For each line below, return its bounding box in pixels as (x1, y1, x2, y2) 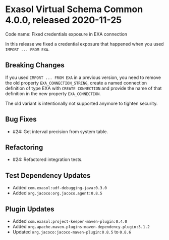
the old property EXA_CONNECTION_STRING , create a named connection (5, 79, 147, 86)
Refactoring (5, 143, 43, 151)
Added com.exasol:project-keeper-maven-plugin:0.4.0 (12, 218, 128, 224)
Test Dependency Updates (5, 171, 91, 180)
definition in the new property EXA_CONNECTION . (5, 90, 101, 97)
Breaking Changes (5, 61, 65, 69)
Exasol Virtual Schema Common (5, 4, 143, 15)
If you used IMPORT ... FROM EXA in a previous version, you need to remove (5, 74, 161, 81)
